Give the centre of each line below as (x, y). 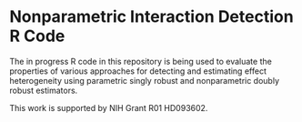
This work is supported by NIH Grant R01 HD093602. (109, 107)
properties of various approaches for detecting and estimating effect (138, 71)
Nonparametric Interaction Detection (151, 17)
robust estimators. (44, 90)
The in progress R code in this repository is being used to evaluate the (141, 61)
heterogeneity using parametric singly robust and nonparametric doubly (145, 80)
